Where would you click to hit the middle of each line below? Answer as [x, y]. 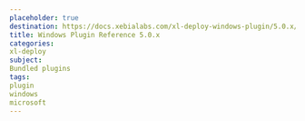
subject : [26, 60]
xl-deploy [28, 52]
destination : [34, 26]
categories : [32, 43]
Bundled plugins [40, 69]
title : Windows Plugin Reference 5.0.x [85, 35]
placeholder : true [44, 18]
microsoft [28, 102]
